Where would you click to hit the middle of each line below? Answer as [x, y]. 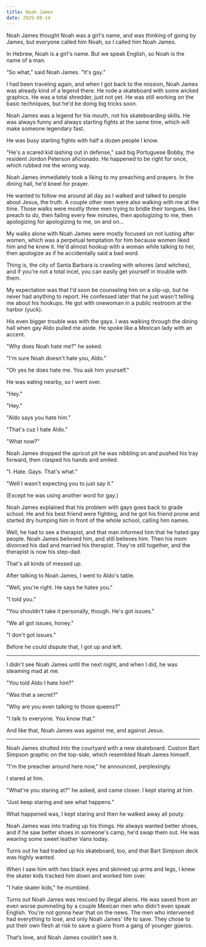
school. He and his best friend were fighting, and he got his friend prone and [103, 513]
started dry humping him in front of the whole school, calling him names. [98, 520]
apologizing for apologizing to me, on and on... [65, 221]
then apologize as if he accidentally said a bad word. [73, 253]
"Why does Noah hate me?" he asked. [55, 346]
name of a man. [26, 60]
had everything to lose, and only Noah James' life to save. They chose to [98, 919]
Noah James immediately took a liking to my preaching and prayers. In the [100, 177]
